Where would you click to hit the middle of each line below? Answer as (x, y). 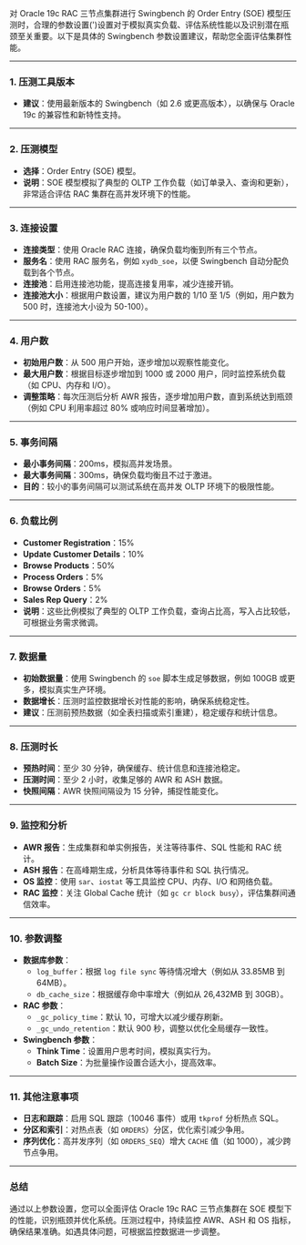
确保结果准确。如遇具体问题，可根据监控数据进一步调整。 (117, 1231)
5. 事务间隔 (34, 443)
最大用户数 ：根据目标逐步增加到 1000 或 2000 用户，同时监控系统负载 (154, 374)
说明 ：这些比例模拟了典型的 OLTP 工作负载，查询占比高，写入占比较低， (158, 611)
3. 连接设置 (34, 228)
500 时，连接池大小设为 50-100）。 (87, 306)
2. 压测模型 (34, 149)
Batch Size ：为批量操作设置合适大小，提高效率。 (128, 1062)
